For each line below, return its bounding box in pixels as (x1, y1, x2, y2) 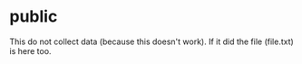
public (9, 6, 58, 27)
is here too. (9, 45, 52, 56)
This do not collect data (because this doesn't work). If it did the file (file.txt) (9, 36, 295, 47)
